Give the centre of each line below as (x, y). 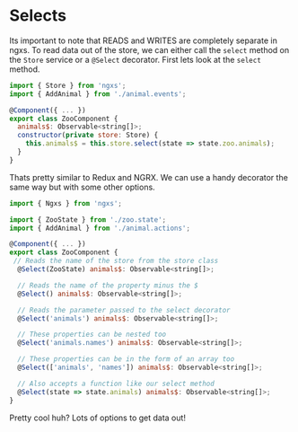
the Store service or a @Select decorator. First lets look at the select (136, 59)
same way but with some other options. (82, 187)
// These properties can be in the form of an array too (126, 359)
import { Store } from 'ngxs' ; (68, 85)
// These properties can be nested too (92, 335)
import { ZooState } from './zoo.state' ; (88, 220)
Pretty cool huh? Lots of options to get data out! (98, 418)
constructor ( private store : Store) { (88, 136)
